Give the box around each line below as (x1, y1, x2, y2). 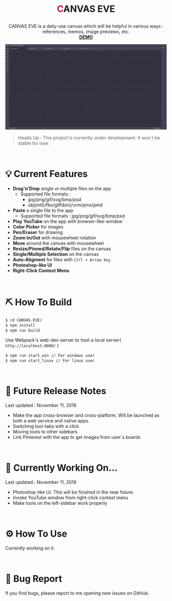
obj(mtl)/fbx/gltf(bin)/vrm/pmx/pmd (28, 202, 103, 208)
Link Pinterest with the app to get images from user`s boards (12, 434, 141, 440)
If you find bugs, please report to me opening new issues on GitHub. (5, 590, 149, 596)
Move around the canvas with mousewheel (12, 240, 104, 246)
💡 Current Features (5, 168, 88, 180)
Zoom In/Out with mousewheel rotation (12, 235, 96, 241)
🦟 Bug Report (5, 573, 62, 585)
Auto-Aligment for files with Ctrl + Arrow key (12, 257, 111, 263)
